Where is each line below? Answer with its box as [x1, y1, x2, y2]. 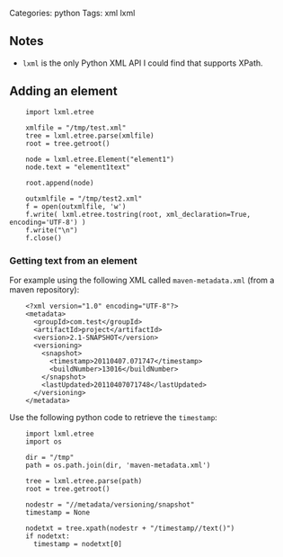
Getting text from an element [9, 254, 137, 266]
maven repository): [9, 283, 80, 295]
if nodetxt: [25, 531, 70, 541]
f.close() [25, 233, 63, 242]
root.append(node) [25, 178, 94, 187]
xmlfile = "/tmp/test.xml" [25, 123, 127, 132]
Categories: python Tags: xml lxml [9, 8, 136, 18]
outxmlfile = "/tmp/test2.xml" [25, 193, 143, 203]
